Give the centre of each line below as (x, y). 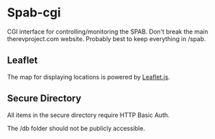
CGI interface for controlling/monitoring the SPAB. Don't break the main (108, 31)
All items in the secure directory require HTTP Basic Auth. (88, 115)
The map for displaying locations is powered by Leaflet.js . (89, 77)
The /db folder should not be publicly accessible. (76, 128)
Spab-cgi (34, 13)
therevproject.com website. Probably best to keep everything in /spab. (106, 38)
